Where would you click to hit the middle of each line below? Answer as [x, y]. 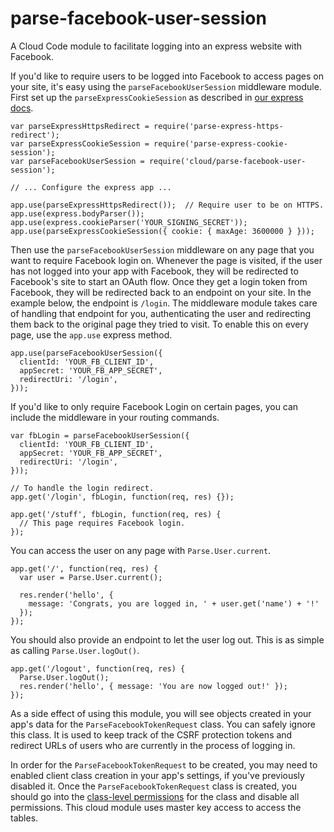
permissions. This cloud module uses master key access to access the [156, 807]
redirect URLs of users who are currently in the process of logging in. [153, 745]
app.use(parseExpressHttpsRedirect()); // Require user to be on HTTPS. [167, 205]
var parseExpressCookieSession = [80, 143]
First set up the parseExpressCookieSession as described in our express [157, 97]
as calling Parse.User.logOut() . [75, 650]
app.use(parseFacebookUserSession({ [86, 353]
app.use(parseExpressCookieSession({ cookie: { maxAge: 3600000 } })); [162, 231]
